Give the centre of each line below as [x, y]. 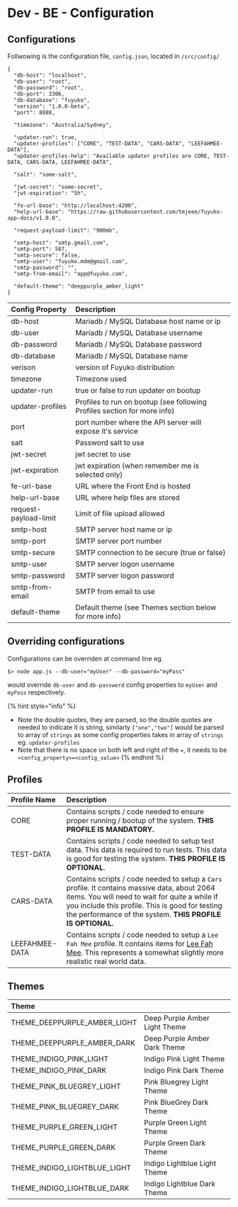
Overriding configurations [66, 642]
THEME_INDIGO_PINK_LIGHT [59, 1059]
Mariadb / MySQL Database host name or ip [148, 321]
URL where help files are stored [128, 498]
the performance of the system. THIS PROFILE [144, 914]
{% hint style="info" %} [42, 706]
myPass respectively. [36, 692]
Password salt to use [110, 443]
